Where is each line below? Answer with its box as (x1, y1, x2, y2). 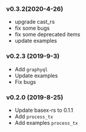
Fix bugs (14, 78, 36, 85)
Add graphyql (14, 65, 48, 73)
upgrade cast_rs (14, 18, 55, 26)
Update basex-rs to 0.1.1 (14, 106, 74, 114)
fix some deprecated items (14, 31, 81, 38)
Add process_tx (14, 112, 53, 120)
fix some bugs (14, 24, 50, 32)
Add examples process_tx (14, 119, 78, 126)
